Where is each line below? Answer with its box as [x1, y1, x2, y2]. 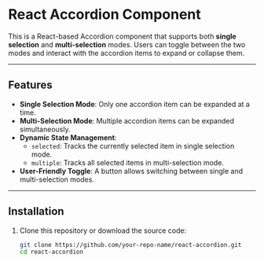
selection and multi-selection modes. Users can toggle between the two [8, 39, 246, 49]
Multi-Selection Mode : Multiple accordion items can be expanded [19, 116, 234, 125]
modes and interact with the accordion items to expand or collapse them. [8, 48, 245, 57]
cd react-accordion [19, 248, 84, 256]
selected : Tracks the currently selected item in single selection [31, 141, 235, 150]
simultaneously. [19, 124, 71, 134]
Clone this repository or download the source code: [19, 226, 187, 235]
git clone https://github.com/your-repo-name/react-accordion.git [19, 241, 242, 249]
